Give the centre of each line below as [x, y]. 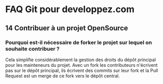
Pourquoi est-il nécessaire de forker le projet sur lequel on [79, 43]
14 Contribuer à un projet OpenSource [67, 28]
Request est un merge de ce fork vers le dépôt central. [63, 76]
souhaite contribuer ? [32, 49]
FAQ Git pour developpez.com [70, 9]
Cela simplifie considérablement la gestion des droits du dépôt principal [81, 60]
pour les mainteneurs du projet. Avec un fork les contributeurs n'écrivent [81, 65]
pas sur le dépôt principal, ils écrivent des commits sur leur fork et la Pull [82, 70]
